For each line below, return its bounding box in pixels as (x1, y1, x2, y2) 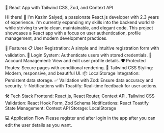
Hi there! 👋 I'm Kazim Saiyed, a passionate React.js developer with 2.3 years (5, 14, 160, 20)
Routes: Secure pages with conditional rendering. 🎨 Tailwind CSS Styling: (5, 65, 153, 71)
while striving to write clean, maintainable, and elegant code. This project (5, 25, 153, 30)
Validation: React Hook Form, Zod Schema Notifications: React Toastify (5, 100, 149, 106)
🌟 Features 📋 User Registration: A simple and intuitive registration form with (5, 45, 160, 51)
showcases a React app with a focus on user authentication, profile (5, 30, 141, 36)
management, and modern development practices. (5, 35, 108, 41)
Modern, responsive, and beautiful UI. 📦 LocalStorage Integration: (5, 70, 140, 76)
